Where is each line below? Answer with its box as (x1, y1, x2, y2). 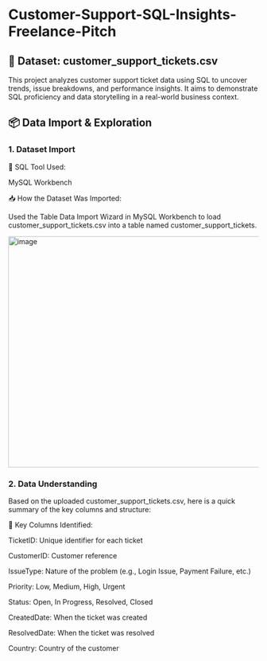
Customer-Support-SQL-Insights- (8, 6, 237, 24)
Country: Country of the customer (8, 643, 119, 653)
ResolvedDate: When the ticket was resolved (8, 628, 155, 637)
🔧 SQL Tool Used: (8, 161, 66, 172)
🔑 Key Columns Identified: (8, 519, 93, 530)
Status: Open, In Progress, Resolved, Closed (8, 597, 153, 606)
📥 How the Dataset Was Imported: (8, 193, 122, 203)
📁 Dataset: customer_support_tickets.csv (8, 54, 219, 68)
